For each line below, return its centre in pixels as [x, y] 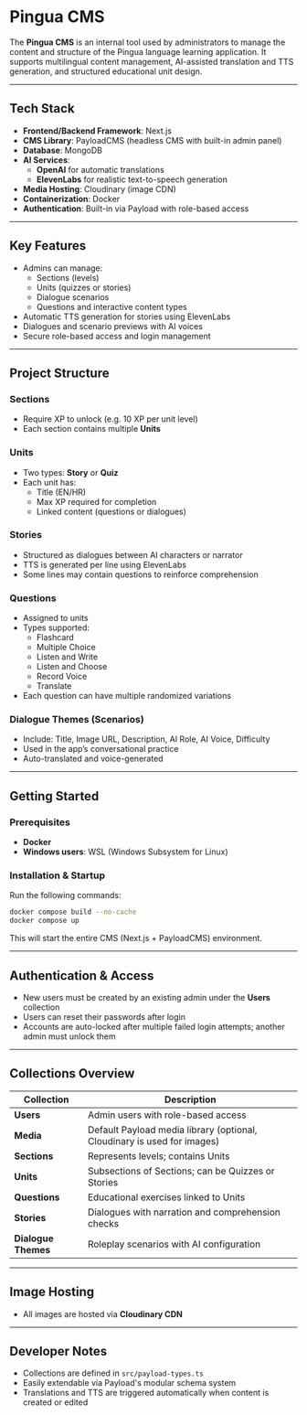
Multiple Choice [66, 648]
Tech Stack [42, 108]
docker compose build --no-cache [73, 912]
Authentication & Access [82, 975]
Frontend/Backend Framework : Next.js [97, 131]
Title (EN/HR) [61, 492]
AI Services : [46, 160]
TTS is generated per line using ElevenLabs [105, 564]
